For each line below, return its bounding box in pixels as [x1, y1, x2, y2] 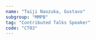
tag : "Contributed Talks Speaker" [5, 19, 91, 25]
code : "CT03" [5, 25, 38, 31]
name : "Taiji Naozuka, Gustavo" [5, 8, 85, 15]
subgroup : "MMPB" [5, 14, 49, 20]
